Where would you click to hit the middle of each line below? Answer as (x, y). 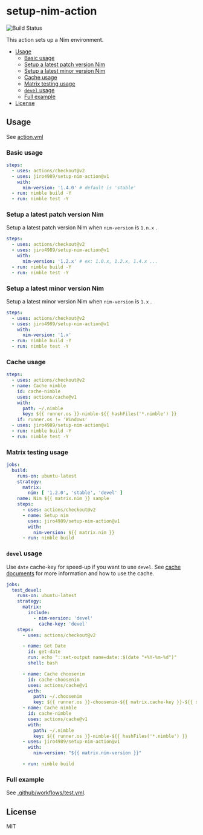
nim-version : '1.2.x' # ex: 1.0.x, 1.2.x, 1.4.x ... (90, 261)
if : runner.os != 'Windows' (52, 420)
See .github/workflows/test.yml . (46, 793)
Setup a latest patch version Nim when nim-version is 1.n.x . (82, 228)
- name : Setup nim (45, 515)
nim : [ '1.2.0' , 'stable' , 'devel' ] (76, 493)
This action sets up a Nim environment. (55, 39)
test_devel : (27, 590)
